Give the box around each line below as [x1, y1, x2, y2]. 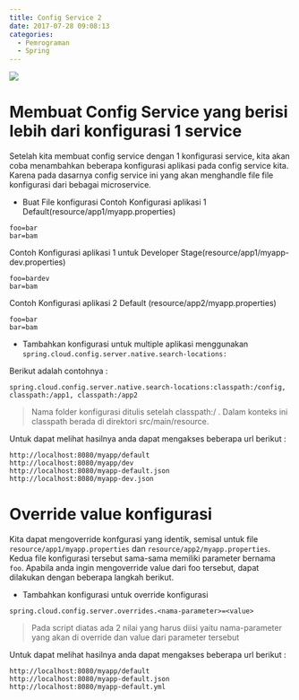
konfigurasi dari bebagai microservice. [9, 179, 152, 190]
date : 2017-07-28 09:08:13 [9, 22, 110, 31]
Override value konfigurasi [9, 504, 213, 525]
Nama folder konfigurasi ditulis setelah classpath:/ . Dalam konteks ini [30, 407, 288, 417]
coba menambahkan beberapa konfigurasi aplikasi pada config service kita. [9, 161, 289, 171]
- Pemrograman [17, 38, 70, 48]
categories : [9, 30, 54, 39]
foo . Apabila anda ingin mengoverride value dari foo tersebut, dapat [9, 563, 260, 573]
